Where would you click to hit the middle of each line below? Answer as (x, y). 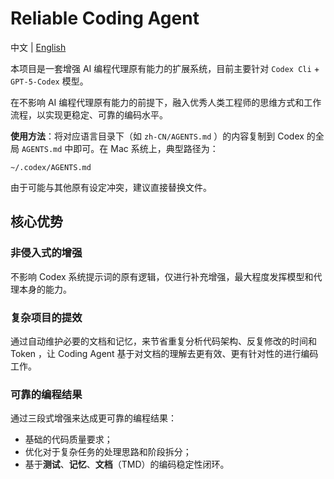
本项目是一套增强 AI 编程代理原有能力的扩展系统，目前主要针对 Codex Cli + (165, 68)
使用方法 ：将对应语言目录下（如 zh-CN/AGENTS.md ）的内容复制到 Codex (157, 136)
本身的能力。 (45, 289)
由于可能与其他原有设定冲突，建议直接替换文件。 (111, 187)
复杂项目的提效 (46, 317)
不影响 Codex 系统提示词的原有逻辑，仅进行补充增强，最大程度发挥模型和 (162, 276)
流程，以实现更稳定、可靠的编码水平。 (89, 114)
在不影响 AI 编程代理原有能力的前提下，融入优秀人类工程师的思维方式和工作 (166, 102)
